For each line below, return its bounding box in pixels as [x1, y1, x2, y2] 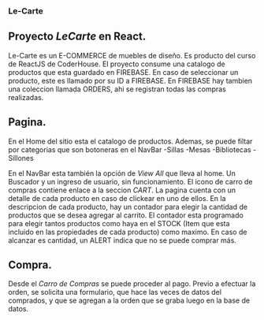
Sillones [8, 153, 34, 162]
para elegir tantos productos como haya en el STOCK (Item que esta [8, 218, 230, 228]
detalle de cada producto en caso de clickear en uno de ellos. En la [8, 193, 226, 203]
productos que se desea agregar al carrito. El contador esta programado [8, 210, 244, 220]
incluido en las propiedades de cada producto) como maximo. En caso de [8, 227, 247, 236]
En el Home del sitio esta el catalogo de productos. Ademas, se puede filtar [8, 136, 253, 146]
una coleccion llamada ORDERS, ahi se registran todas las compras [8, 84, 226, 94]
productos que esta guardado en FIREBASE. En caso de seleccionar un [8, 67, 239, 76]
